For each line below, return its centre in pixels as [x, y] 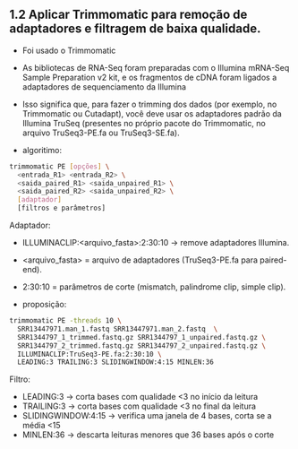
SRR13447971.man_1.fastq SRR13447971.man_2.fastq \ [118, 329]
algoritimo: [42, 150]
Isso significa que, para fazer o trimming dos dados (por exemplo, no [149, 104]
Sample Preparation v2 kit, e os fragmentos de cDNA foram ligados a [149, 77]
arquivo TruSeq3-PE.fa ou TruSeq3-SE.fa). [101, 133]
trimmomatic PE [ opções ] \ [60, 166]
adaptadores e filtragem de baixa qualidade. [135, 29]
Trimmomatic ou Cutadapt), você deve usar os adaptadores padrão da [152, 113]
